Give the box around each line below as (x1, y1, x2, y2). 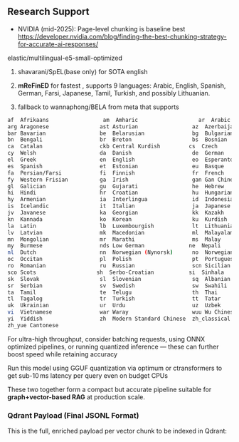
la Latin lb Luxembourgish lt (7, 222, 199, 230)
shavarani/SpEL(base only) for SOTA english (17, 67, 148, 76)
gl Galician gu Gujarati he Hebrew (7, 183, 224, 190)
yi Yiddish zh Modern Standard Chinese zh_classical (7, 315, 231, 323)
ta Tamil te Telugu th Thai (7, 289, 218, 296)
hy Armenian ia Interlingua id (7, 196, 199, 203)
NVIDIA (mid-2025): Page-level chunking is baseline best (17, 24, 186, 33)
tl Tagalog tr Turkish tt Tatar (7, 295, 221, 302)
